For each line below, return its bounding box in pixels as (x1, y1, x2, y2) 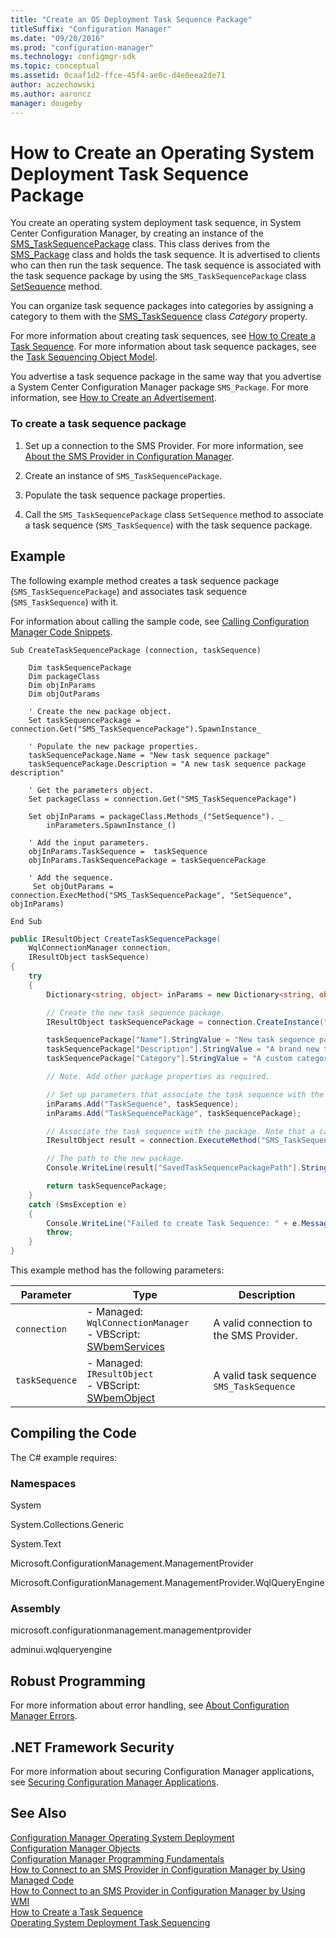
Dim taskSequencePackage (28, 662, 132, 673)
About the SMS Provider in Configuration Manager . (24, 450, 235, 462)
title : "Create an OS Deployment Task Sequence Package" (10, 14, 253, 25)
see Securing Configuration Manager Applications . (10, 1776, 219, 1788)
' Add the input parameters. (28, 837, 150, 848)
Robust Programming (10, 1672, 146, 1690)
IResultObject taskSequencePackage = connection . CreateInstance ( (46, 1017, 325, 1027)
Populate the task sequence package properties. (24, 489, 226, 501)
